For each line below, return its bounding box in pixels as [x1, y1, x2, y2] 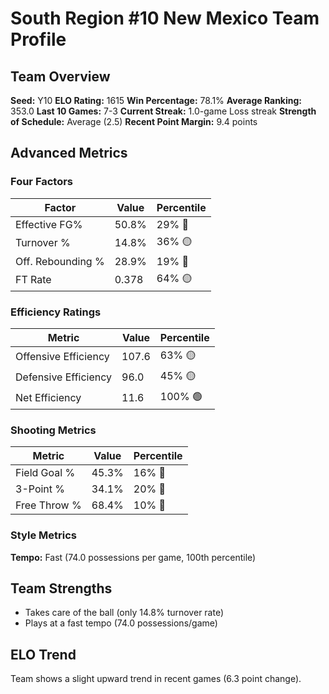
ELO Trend [10, 646, 77, 663]
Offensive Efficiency [15, 350, 110, 364]
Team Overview [10, 68, 111, 85]
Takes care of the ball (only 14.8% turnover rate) [24, 607, 225, 619]
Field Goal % [15, 466, 76, 480]
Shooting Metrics [10, 423, 97, 437]
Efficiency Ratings [10, 305, 102, 319]
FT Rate [15, 273, 52, 287]
